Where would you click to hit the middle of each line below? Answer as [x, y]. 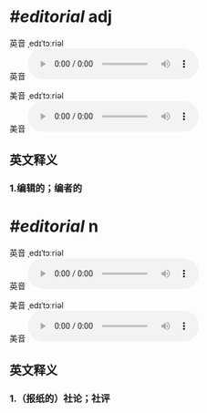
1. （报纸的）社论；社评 [60, 398]
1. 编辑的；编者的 [46, 189]
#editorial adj [61, 17]
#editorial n [54, 227]
